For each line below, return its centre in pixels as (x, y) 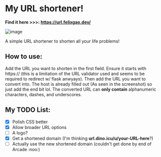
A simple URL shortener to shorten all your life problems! (62, 41)
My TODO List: (28, 110)
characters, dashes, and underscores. (43, 94)
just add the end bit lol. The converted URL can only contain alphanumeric (80, 89)
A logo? (20, 132)
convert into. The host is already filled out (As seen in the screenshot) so (79, 84)
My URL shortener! (44, 9)
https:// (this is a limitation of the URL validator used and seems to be (75, 74)
